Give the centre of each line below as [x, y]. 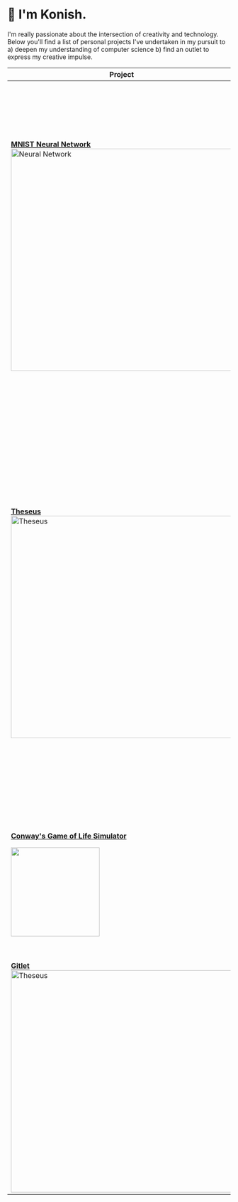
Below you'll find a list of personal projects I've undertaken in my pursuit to [117, 41]
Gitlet [20, 965]
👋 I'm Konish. [47, 15]
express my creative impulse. [50, 57]
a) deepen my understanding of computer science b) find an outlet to [108, 49]
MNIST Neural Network [51, 144]
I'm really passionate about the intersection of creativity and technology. [113, 34]
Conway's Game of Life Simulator [69, 836]
